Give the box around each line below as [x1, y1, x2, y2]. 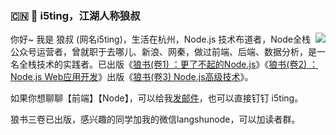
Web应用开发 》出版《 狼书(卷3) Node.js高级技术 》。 [44, 71, 254, 83]
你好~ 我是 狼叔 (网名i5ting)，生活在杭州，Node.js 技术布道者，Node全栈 [10, 33, 311, 46]
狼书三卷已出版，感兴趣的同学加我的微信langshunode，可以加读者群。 [10, 113, 301, 126]
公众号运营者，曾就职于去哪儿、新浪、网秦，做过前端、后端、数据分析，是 [10, 46, 317, 58]
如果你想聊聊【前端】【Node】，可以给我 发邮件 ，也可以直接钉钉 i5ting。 [10, 92, 304, 104]
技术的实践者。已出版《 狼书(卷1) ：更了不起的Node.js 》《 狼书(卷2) [36, 58, 308, 71]
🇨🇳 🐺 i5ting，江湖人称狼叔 [10, 8, 141, 22]
